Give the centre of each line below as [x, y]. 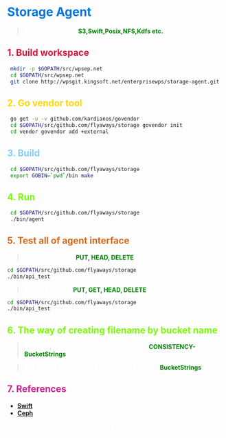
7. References [37, 389]
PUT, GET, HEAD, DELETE [110, 290]
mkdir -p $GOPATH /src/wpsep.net [56, 69]
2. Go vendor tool [45, 103]
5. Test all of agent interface [68, 241]
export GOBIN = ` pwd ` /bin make [52, 176]
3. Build [24, 153]
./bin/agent [27, 219]
